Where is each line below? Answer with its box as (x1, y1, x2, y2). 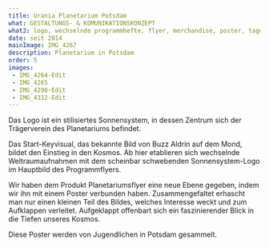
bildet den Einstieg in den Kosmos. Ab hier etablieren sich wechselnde (8, 148, 240, 157)
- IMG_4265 (11, 78, 48, 86)
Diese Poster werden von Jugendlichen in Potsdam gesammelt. (8, 229, 218, 240)
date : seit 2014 (8, 34, 62, 42)
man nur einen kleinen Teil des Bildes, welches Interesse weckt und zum (8, 197, 247, 207)
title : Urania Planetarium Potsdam (8, 11, 127, 20)
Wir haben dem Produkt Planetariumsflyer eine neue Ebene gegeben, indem (8, 181, 259, 190)
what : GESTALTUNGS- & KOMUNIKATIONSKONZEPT (8, 19, 156, 27)
